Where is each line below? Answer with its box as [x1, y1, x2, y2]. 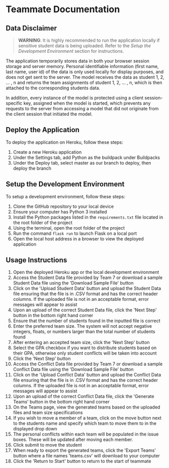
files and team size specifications [13, 410, 83, 416]
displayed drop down [13, 426, 57, 432]
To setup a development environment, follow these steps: [6, 193, 125, 199]
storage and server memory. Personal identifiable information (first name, [6, 64, 159, 69]
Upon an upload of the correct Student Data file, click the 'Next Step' [13, 307, 157, 313]
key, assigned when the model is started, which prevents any [23, 100, 151, 106]
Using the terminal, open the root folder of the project [13, 225, 125, 231]
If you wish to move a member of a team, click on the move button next [13, 415, 161, 421]
